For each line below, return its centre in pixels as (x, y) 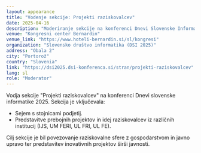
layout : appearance (31, 12)
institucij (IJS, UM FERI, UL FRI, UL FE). (63, 126)
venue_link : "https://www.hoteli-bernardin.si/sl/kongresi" (83, 39)
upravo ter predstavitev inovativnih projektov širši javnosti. (78, 144)
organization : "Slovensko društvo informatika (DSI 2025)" (81, 45)
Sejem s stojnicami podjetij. (48, 114)
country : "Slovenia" (32, 62)
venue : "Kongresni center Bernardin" (53, 34)
